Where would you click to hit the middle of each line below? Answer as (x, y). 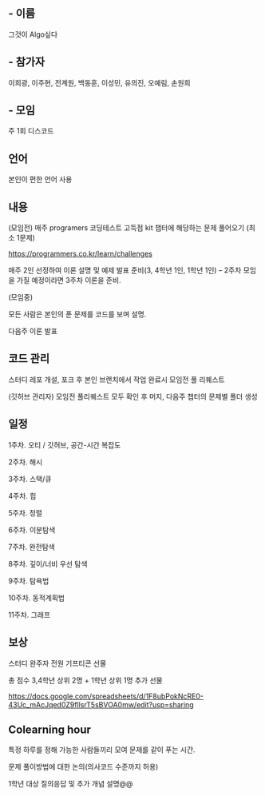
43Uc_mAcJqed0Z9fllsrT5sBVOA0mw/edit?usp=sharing (101, 704)
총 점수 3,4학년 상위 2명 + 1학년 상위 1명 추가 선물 (85, 680)
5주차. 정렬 (25, 512)
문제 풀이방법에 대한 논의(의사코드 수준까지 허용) (83, 767)
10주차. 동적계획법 (37, 598)
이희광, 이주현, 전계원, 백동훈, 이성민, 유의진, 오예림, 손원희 (99, 82)
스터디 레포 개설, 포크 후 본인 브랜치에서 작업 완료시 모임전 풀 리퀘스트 (117, 379)
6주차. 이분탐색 (32, 530)
